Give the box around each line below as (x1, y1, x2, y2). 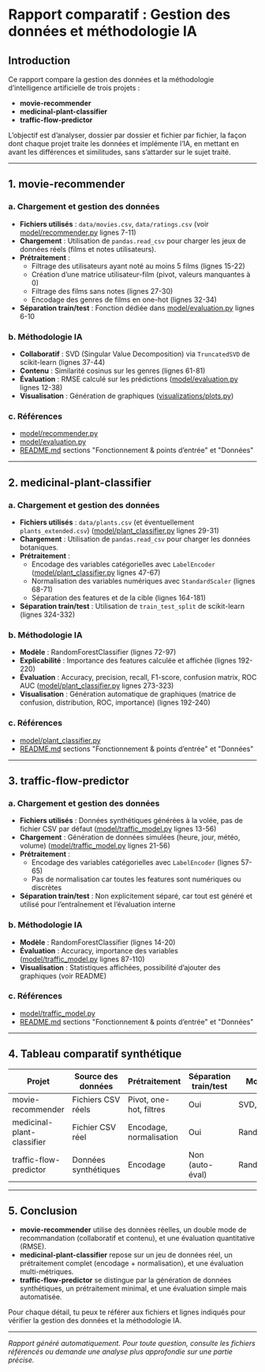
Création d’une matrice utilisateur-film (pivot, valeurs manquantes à (31, 269, 251, 279)
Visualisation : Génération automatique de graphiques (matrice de (19, 690, 237, 699)
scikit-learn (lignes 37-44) (19, 357, 106, 366)
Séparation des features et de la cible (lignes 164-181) (31, 592, 207, 602)
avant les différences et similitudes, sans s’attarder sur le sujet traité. (8, 148, 231, 156)
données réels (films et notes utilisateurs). (19, 244, 156, 254)
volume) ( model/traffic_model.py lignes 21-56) (19, 841, 171, 851)
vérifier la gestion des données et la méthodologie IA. (8, 1316, 182, 1325)
